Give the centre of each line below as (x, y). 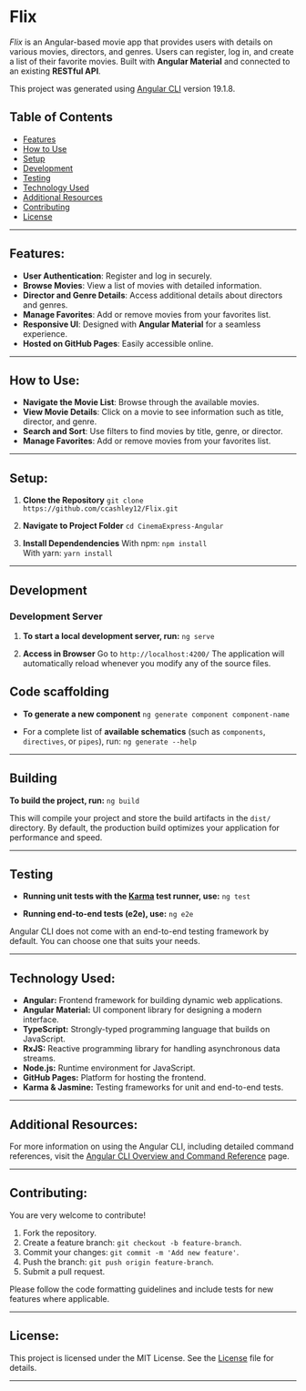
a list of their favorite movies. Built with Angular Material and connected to (150, 61)
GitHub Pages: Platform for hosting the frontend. (114, 1078)
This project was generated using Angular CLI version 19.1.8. (122, 88)
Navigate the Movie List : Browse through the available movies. (141, 402)
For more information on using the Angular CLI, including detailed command (152, 1146)
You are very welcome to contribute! (77, 1215)
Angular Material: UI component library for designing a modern (142, 1010)
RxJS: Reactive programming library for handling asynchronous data (151, 1049)
